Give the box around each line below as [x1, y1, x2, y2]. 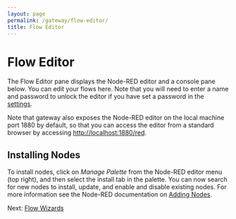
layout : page [7, 10, 46, 18]
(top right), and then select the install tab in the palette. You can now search [7, 175, 228, 184]
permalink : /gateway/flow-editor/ [7, 17, 109, 24]
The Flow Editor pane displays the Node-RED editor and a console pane [7, 77, 216, 85]
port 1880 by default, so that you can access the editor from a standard [7, 121, 214, 129]
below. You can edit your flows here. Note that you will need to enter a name [7, 85, 229, 93]
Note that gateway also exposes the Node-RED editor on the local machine [7, 114, 225, 122]
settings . [7, 100, 33, 108]
